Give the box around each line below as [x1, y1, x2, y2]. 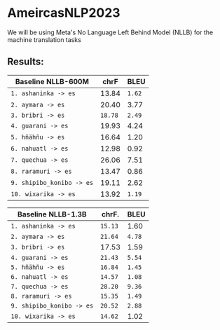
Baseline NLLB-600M [15, 76, 90, 86]
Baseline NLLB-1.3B [17, 209, 87, 219]
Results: [7, 56, 44, 68]
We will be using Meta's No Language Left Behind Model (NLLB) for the [7, 28, 214, 36]
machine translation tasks [7, 35, 82, 43]
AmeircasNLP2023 [7, 5, 121, 21]
